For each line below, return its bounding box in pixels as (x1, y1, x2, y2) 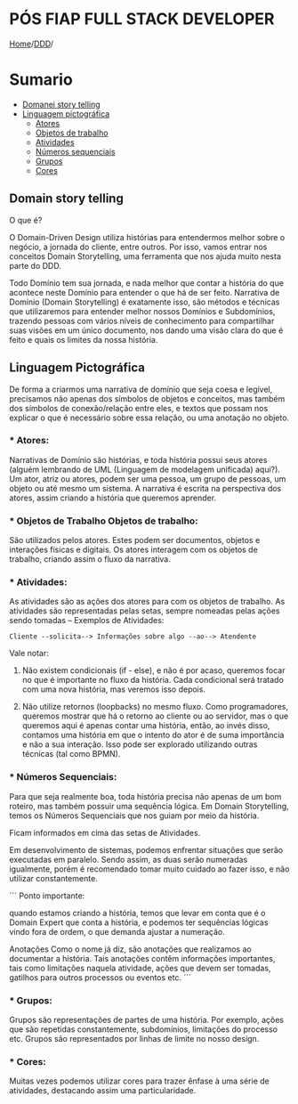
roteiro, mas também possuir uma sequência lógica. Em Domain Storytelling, (9, 800, 289, 811)
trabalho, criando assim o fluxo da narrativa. (9, 554, 172, 564)
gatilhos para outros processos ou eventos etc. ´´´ (9, 971, 191, 983)
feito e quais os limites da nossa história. (9, 334, 158, 345)
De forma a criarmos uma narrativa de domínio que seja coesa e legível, (9, 384, 273, 394)
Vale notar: (9, 648, 49, 659)
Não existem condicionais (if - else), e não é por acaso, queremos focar (21, 665, 286, 676)
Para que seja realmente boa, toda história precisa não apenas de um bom (9, 791, 282, 801)
